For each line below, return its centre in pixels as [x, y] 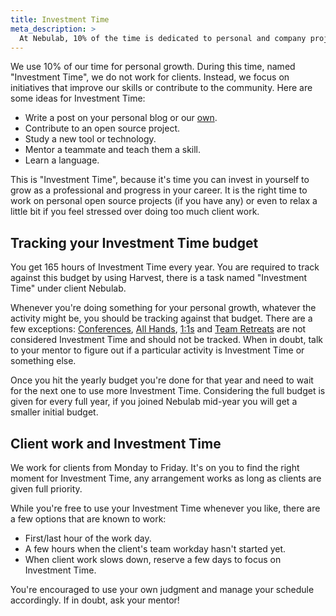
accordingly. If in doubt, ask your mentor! [95, 600]
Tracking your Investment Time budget [134, 242]
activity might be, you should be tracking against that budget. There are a [161, 318]
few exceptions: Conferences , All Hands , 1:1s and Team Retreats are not [158, 329]
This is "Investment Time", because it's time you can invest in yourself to [160, 180]
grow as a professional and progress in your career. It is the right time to [159, 190]
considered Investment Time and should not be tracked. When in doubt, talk [166, 340]
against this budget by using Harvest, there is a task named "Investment [159, 278]
